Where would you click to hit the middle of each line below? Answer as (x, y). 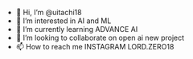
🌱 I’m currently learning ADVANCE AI (77, 29)
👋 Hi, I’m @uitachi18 (49, 12)
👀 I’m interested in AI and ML (64, 21)
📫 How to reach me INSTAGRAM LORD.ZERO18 (95, 47)
